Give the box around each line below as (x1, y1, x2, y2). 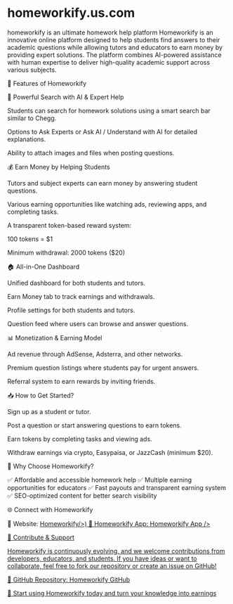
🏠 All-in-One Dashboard (7, 262, 80, 271)
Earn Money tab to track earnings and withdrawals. (7, 292, 155, 300)
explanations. (7, 135, 46, 143)
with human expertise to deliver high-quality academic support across (7, 58, 211, 66)
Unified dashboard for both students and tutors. (7, 278, 146, 287)
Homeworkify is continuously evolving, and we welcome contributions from (7, 546, 225, 555)
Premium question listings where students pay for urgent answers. (7, 364, 199, 372)
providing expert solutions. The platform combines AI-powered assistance (7, 51, 222, 59)
